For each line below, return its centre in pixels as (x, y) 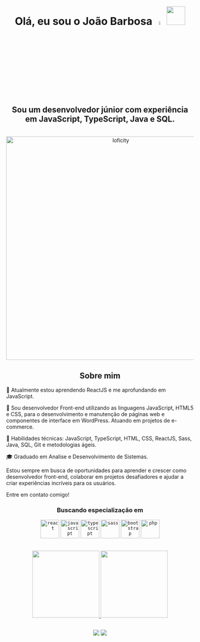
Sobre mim (100, 376)
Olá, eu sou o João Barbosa (84, 21)
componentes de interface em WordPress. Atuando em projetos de (88, 421)
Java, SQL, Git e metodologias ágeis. (51, 445)
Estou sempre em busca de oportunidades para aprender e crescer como (96, 470)
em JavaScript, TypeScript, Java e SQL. (100, 119)
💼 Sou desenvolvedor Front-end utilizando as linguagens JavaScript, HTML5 (100, 408)
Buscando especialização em (100, 510)
